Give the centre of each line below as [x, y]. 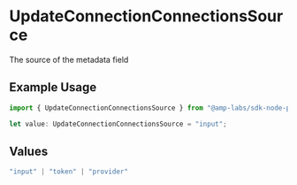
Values [29, 151]
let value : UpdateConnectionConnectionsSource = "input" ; [118, 124]
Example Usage [53, 87]
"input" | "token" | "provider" [69, 172]
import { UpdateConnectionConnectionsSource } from [106, 108]
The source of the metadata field [69, 59]
